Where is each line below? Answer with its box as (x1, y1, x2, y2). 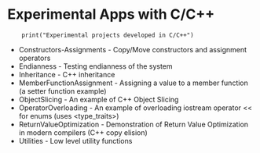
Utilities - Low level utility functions (18, 136, 133, 145)
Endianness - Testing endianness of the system (18, 61, 174, 71)
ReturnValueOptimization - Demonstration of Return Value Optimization (18, 119, 249, 129)
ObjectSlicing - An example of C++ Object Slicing (18, 94, 179, 104)
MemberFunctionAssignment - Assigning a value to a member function (18, 78, 249, 87)
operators (18, 53, 51, 62)
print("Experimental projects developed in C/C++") (21, 31, 194, 39)
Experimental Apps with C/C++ (7, 5, 215, 23)
